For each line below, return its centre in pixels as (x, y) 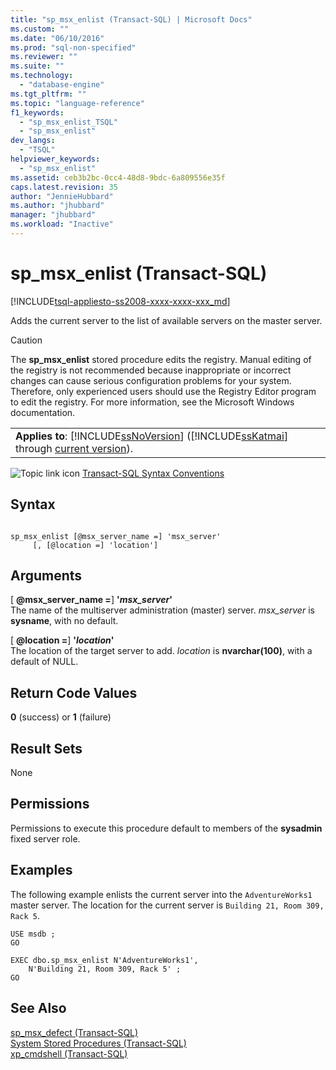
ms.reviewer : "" (44, 57)
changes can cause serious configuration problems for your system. (151, 380)
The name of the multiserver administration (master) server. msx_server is (162, 610)
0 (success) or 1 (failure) (61, 717)
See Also (38, 1008)
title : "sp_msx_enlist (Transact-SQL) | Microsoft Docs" (131, 19)
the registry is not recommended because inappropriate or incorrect (151, 370)
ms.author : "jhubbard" (57, 206)
